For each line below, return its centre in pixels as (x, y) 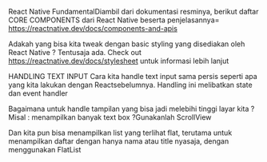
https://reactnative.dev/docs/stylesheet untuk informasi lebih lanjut (119, 61)
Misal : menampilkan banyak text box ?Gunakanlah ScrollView (110, 117)
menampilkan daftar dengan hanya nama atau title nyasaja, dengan (119, 141)
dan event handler (38, 93)
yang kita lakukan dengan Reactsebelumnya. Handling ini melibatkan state (131, 85)
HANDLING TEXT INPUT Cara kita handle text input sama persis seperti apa (133, 76)
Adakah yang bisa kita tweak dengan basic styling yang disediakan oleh (127, 44)
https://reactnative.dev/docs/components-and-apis (93, 28)
